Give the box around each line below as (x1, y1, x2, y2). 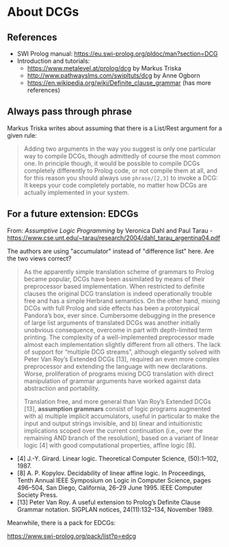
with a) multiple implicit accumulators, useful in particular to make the (23, 412, 220, 420)
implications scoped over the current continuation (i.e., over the (23, 426, 204, 435)
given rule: (7, 131, 38, 139)
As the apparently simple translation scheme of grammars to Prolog (23, 267, 215, 276)
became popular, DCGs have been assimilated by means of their (23, 275, 205, 283)
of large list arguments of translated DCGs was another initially (23, 318, 200, 326)
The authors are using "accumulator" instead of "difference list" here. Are (7, 247, 215, 255)
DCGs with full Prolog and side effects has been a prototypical (23, 304, 200, 312)
